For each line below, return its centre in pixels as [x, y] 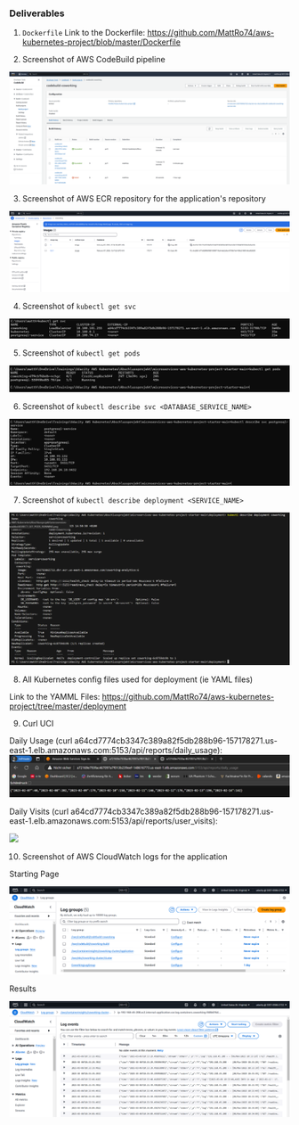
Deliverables [37, 13]
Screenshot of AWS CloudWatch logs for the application [125, 856]
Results [23, 989]
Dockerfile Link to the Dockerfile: [83, 33]
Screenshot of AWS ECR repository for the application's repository [144, 199]
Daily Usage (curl [41, 741]
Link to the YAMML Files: [55, 697]
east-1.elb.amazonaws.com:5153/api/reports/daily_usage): [116, 751]
